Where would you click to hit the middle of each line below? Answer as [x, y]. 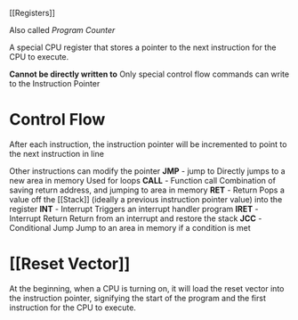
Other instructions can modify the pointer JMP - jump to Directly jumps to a [148, 171]
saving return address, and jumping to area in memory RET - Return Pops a [147, 190]
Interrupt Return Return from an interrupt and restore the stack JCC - [136, 218]
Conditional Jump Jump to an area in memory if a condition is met [130, 227]
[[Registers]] [32, 13]
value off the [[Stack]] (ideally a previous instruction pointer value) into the [146, 199]
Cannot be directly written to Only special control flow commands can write [149, 74]
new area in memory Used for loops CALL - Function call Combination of [142, 180]
